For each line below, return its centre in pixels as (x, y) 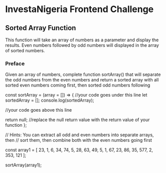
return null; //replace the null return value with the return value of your (77, 120)
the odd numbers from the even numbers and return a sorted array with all (82, 80)
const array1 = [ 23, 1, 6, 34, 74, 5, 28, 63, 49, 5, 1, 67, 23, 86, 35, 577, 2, (79, 150)
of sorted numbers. (25, 51)
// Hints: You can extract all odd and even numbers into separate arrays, (79, 135)
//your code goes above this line (39, 110)
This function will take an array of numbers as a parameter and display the (82, 40)
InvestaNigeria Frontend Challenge (79, 9)
